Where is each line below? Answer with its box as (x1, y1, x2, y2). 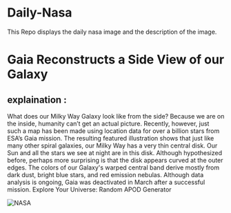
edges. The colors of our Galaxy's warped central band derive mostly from (7, 163, 219, 172)
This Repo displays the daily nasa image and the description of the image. (7, 28, 217, 36)
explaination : (7, 94, 67, 105)
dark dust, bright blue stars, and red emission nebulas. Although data (7, 170, 204, 179)
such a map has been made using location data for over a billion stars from (7, 126, 220, 135)
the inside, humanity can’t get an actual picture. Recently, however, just (7, 119, 210, 128)
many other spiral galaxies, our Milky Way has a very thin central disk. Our (7, 141, 218, 150)
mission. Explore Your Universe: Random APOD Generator (7, 185, 172, 194)
